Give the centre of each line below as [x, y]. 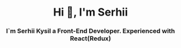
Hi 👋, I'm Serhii [91, 12]
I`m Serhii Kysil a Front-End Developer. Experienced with [91, 31]
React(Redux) [91, 38]
